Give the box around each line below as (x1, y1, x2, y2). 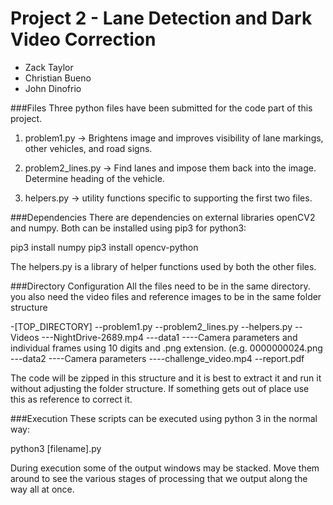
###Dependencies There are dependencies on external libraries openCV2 (10, 211, 316, 223)
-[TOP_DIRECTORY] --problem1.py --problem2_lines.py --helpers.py (10, 320, 293, 332)
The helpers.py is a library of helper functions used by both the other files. (10, 260, 317, 272)
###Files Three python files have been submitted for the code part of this (10, 102, 313, 114)
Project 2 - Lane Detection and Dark (10, 7, 313, 30)
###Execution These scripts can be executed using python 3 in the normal (10, 412, 318, 424)
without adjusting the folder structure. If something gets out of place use (10, 382, 310, 394)
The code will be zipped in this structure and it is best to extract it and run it (10, 372, 322, 384)
